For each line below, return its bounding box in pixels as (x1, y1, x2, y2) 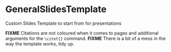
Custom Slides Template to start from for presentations (5, 20, 122, 26)
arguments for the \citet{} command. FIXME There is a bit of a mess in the (5, 35, 166, 41)
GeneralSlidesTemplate (5, 4, 107, 15)
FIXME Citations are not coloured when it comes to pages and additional (5, 30, 159, 36)
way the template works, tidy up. (5, 40, 74, 46)
